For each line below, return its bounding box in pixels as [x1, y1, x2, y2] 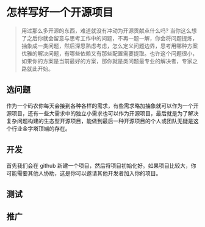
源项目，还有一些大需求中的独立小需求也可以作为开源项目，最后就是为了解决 [6, 109, 199, 117]
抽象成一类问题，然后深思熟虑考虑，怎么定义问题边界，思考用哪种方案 [21, 42, 198, 49]
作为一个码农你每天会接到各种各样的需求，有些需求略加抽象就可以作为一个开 [6, 102, 199, 109]
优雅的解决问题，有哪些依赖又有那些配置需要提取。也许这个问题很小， [21, 49, 198, 57]
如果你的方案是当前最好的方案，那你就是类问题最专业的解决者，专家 [21, 57, 193, 65]
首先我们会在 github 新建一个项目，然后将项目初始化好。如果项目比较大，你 [6, 162, 196, 169]
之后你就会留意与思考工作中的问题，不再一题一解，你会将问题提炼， [26, 34, 198, 41]
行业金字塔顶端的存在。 [11, 124, 71, 132]
